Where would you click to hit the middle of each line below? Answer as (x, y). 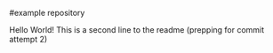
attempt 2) (28, 39)
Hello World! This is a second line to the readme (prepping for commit (137, 30)
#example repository (47, 13)
